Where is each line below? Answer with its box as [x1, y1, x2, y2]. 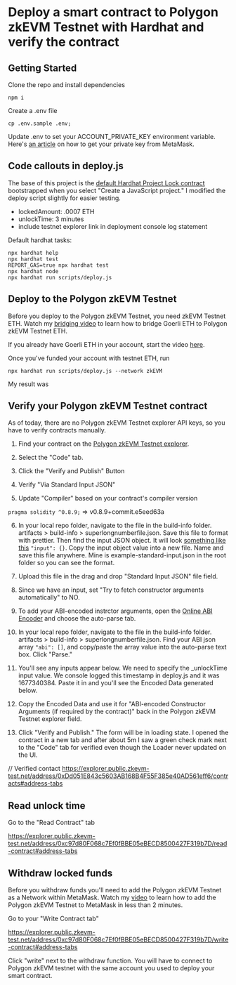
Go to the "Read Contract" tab [8, 819, 96, 827]
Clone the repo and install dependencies [8, 81, 126, 88]
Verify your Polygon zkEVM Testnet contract [8, 400, 208, 412]
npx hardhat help [8, 249, 59, 256]
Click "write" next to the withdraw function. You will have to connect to [8, 956, 213, 965]
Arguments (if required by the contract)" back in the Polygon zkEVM [18, 707, 216, 716]
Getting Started [8, 62, 77, 74]
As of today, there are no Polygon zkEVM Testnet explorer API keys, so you [8, 418, 225, 427]
